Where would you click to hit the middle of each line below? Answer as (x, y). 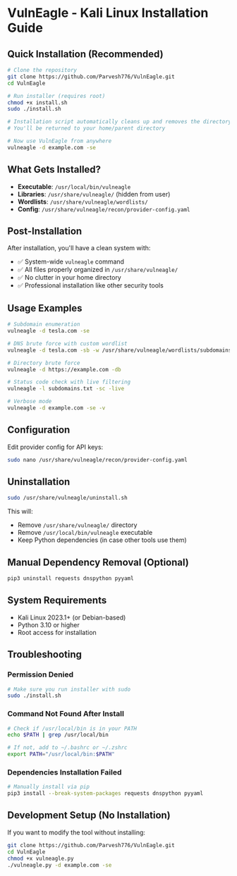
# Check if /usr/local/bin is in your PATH (72, 728)
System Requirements (57, 600)
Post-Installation (45, 231)
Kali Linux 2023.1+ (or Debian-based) (72, 617)
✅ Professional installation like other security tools (90, 285)
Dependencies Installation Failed (65, 772)
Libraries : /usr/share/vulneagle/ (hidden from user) (94, 194)
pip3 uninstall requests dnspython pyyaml (71, 579)
